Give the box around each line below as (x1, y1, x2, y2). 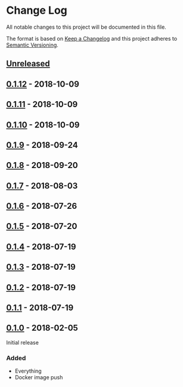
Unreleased (6, 59, 51, 69)
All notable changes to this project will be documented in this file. (6, 23, 167, 31)
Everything (14, 367, 42, 374)
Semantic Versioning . (6, 41, 58, 48)
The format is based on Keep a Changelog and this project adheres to (6, 35, 178, 42)
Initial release (6, 339, 39, 346)
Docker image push (14, 374, 63, 381)
